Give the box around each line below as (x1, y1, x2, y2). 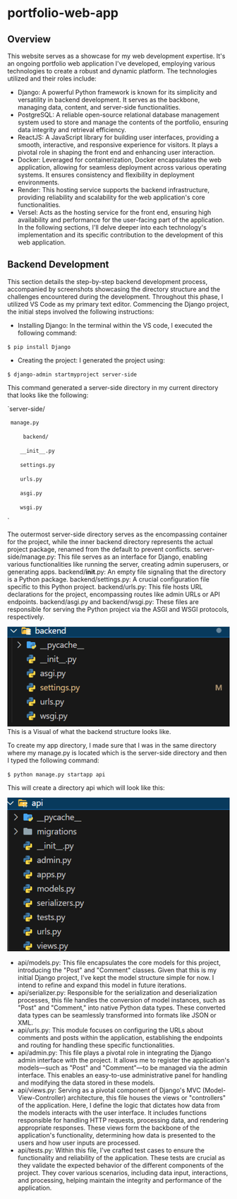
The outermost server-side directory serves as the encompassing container (7, 530, 228, 538)
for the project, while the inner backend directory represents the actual (7, 537, 213, 545)
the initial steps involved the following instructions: (7, 307, 154, 316)
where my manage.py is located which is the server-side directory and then (7, 748, 227, 757)
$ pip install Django (7, 343, 71, 350)
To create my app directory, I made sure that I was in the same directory (7, 740, 217, 750)
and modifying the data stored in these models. (17, 1079, 155, 1087)
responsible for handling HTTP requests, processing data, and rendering (17, 1116, 229, 1125)
